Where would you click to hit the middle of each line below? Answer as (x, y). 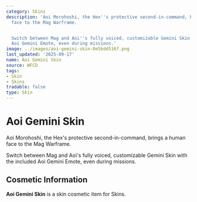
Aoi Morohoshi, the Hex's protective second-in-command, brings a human (96, 138)
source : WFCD (22, 65)
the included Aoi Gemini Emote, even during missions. (71, 161)
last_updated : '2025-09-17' (40, 54)
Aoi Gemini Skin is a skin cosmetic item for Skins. (66, 194)
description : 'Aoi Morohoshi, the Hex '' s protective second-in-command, (97, 17)
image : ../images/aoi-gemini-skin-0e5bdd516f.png (68, 49)
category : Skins (26, 11)
